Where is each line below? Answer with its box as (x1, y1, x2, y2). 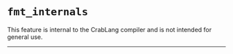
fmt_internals (7, 5, 89, 18)
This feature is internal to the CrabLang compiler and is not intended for (7, 25, 212, 33)
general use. (7, 33, 43, 41)
